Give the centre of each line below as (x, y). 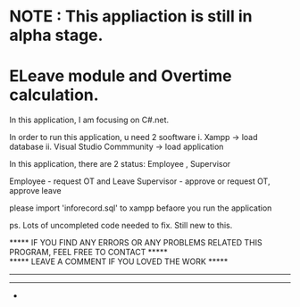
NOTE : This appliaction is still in (131, 17)
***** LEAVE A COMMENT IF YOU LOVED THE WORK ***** (119, 261)
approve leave (35, 191)
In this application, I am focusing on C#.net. (89, 120)
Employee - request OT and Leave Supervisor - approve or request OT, (140, 181)
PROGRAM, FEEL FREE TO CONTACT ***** (88, 253)
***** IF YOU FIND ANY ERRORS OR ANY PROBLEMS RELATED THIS (136, 243)
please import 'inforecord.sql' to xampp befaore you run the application (141, 208)
